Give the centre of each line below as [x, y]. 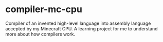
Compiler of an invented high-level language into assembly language [78, 23]
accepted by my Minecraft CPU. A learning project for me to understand [81, 28]
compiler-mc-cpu [44, 9]
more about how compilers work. [40, 34]
